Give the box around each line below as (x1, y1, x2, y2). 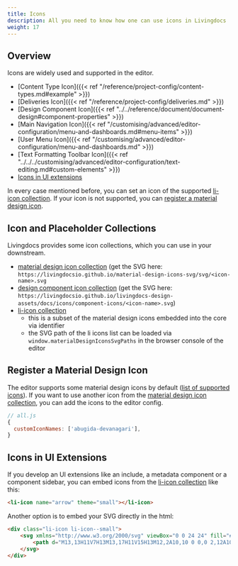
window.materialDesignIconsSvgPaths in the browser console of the (28, 336, 224, 345)
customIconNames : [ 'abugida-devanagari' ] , (13, 425, 141, 433)
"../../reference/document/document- (115, 105, 225, 113)
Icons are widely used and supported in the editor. (7, 69, 154, 77)
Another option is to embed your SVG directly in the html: (7, 512, 174, 520)
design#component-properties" (17, 113, 111, 121)
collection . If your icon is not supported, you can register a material (21, 194, 217, 203)
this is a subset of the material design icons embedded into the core (28, 313, 227, 322)
